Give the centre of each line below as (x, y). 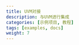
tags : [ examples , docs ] (35, 28)
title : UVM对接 (24, 11)
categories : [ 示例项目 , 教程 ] (40, 22)
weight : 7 (18, 33)
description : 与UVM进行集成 (38, 17)
